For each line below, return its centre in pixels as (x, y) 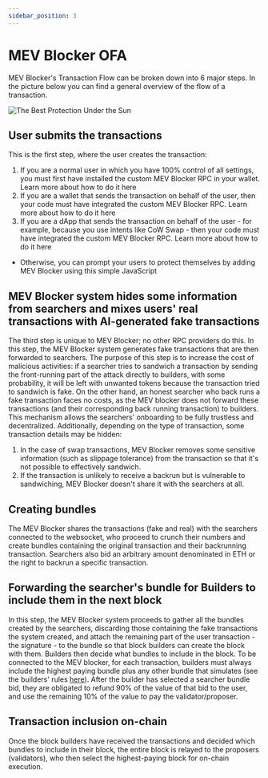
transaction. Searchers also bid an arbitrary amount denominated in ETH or (132, 554)
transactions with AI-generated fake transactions (134, 321)
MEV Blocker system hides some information (123, 296)
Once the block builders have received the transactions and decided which (132, 741)
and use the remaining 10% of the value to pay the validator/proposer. (123, 696)
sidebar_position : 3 (43, 16)
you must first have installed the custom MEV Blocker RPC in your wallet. (140, 179)
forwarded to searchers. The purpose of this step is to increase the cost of (131, 358)
